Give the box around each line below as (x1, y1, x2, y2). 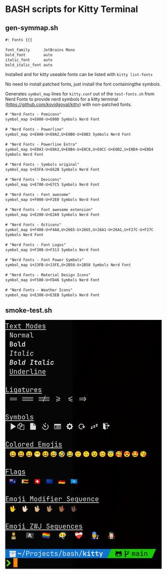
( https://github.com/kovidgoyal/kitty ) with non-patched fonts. (5, 101, 132, 107)
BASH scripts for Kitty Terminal (5, 4, 138, 15)
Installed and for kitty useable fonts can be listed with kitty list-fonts (5, 71, 153, 77)
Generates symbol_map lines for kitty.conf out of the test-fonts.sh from (5, 91, 154, 96)
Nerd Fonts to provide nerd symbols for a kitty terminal (5, 96, 118, 102)
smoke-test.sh (5, 306, 53, 315)
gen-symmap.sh (5, 24, 59, 32)
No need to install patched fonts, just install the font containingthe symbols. (5, 81, 161, 87)
